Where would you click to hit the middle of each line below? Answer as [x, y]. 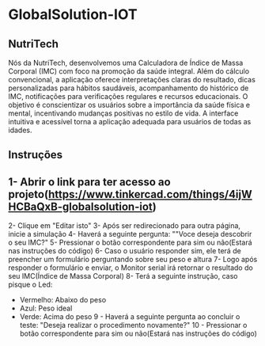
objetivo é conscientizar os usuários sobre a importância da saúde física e [129, 105]
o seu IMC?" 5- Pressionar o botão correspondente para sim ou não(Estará [130, 242]
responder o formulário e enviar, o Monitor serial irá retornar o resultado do [131, 268]
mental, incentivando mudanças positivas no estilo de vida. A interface [123, 113]
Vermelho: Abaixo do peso [63, 300]
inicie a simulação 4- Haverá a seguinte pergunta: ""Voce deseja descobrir [130, 234]
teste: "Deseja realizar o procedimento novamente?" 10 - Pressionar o [133, 325]
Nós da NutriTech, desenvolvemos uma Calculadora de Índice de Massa [126, 63]
